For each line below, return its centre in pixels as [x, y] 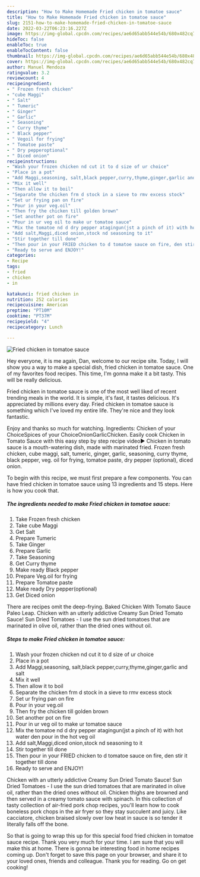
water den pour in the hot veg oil [55, 736]
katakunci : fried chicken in [43, 294]
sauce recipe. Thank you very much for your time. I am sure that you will [95, 842]
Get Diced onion [35, 595]
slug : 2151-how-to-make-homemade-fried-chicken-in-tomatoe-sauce [89, 23]
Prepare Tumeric [36, 538]
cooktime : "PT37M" [29, 316]
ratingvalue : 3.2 [28, 73]
